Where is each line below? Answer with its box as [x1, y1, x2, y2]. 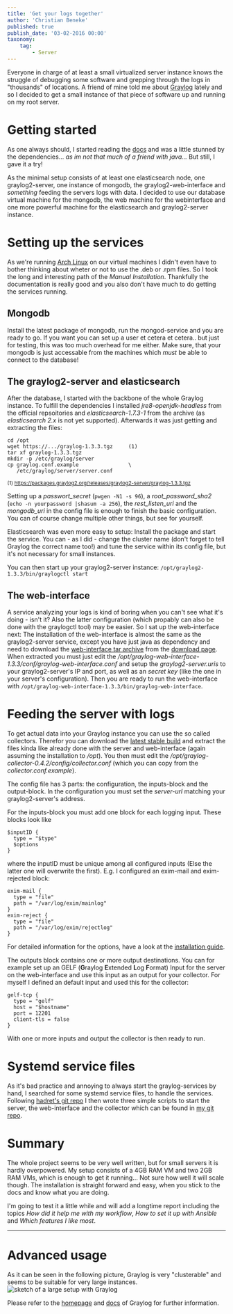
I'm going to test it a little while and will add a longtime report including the [7, 1202, 220, 1210]
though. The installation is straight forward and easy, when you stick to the [7, 1181, 221, 1189]
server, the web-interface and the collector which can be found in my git [7, 1104, 214, 1112]
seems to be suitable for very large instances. [7, 1278, 138, 1286]
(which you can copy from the [112, 759, 199, 768]
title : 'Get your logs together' [7, 10, 104, 17]
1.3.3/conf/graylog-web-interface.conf [7, 660, 118, 668]
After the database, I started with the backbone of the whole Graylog [7, 394, 204, 402]
